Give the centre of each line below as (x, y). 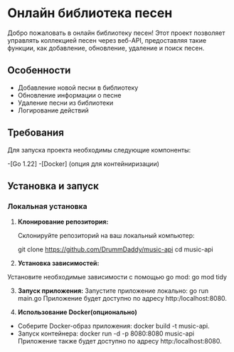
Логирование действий (53, 110)
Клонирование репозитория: (63, 222)
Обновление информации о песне (69, 95)
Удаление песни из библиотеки (65, 103)
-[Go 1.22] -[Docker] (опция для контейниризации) (84, 164)
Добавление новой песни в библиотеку (78, 88)
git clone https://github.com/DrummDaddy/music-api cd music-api (115, 249)
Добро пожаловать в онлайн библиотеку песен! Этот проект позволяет (116, 33)
